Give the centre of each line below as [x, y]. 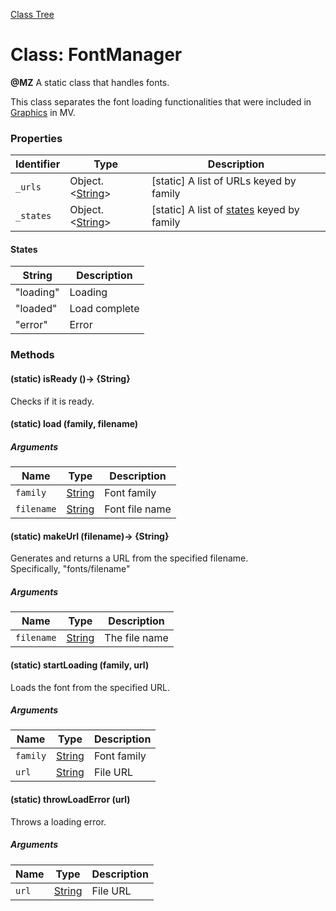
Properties [36, 138]
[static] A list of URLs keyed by [224, 181]
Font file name [138, 509]
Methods [32, 355]
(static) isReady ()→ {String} [70, 378]
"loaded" [36, 309]
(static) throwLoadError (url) [70, 800]
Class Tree [32, 14]
